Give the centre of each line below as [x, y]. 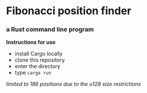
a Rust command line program [50, 30]
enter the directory [37, 66]
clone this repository [40, 60]
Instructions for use [31, 42]
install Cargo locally [39, 54]
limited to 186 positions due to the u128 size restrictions [73, 84]
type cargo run [33, 73]
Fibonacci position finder [69, 11]
